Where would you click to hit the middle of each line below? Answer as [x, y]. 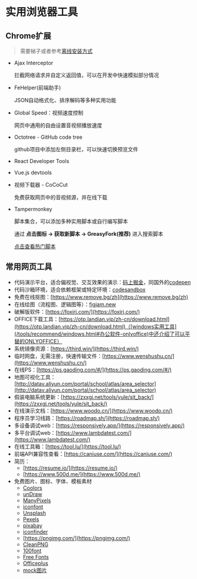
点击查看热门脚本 [35, 246]
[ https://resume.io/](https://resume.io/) [70, 468]
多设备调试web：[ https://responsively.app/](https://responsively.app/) [99, 425]
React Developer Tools [42, 161]
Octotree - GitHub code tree [48, 137]
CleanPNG [35, 544]
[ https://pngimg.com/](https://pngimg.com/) [76, 538]
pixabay [32, 525]
